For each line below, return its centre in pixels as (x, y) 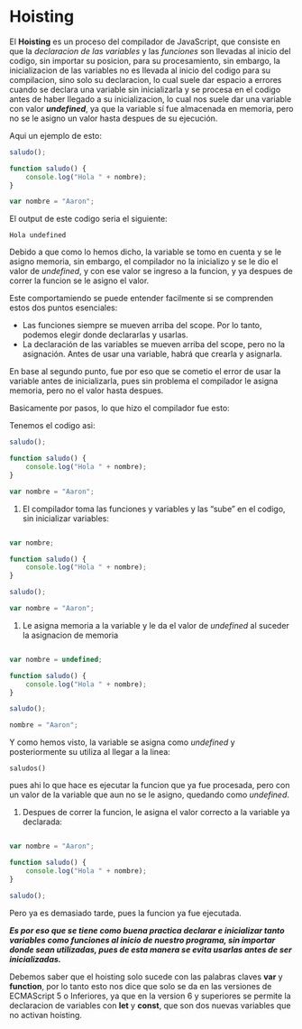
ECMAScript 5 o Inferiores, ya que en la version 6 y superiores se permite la (150, 996)
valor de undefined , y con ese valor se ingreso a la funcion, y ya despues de (151, 271)
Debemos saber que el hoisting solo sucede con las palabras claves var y (146, 977)
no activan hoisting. (46, 1015)
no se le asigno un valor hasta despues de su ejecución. (114, 118)
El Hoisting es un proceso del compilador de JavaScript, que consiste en (145, 41)
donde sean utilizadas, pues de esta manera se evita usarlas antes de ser (151, 950)
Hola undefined (38, 235)
